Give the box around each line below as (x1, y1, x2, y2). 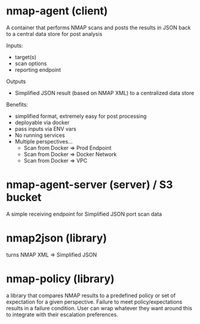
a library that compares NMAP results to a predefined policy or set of (6, 292, 176, 299)
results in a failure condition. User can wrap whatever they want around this (6, 304, 192, 311)
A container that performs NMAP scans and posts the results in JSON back (6, 24, 191, 31)
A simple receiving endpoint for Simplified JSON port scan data (6, 210, 162, 218)
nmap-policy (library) (6, 272, 115, 285)
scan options (14, 60, 47, 67)
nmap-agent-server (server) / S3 (6, 178, 173, 192)
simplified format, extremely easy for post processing (14, 112, 147, 120)
